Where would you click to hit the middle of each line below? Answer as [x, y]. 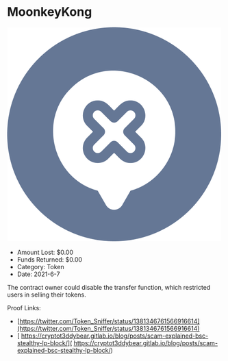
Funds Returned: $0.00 [50, 259]
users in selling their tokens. [47, 295]
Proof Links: [24, 308]
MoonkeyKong [50, 12]
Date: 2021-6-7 [38, 274]
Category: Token [40, 266]
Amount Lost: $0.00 [45, 252]
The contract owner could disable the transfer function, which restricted [109, 287]
